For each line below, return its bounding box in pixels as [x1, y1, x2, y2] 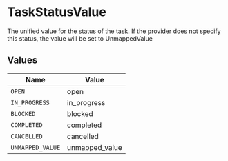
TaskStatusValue [7, 4, 107, 20]
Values [7, 55, 38, 66]
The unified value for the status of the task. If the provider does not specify [7, 27, 221, 35]
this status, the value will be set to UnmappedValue [7, 34, 153, 42]
